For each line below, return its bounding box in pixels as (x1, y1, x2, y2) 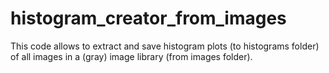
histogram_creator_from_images (10, 7, 287, 30)
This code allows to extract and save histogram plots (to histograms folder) (10, 40, 320, 52)
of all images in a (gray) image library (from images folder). (10, 50, 253, 62)
